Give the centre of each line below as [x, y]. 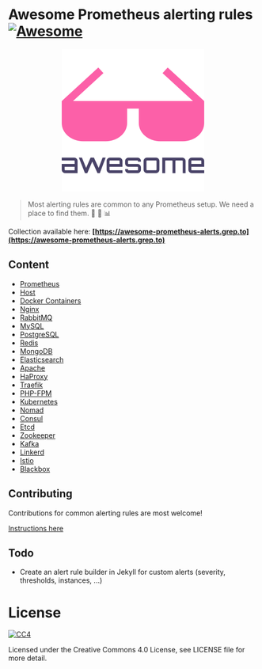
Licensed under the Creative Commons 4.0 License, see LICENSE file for [127, 650]
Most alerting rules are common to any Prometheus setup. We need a [141, 204]
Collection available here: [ [52, 231]
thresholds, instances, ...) [61, 580]
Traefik [31, 385]
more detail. [28, 658]
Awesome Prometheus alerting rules [131, 15]
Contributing [40, 494]
